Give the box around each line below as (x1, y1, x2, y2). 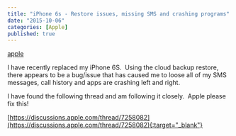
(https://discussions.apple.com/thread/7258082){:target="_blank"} (7, 121, 203, 130)
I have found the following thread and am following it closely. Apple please (7, 92, 227, 101)
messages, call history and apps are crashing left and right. (7, 79, 181, 87)
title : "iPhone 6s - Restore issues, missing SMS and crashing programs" (7, 10, 230, 18)
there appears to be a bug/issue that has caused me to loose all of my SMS (7, 71, 227, 79)
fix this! (7, 100, 29, 108)
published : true (7, 30, 55, 38)
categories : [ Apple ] (7, 23, 69, 30)
